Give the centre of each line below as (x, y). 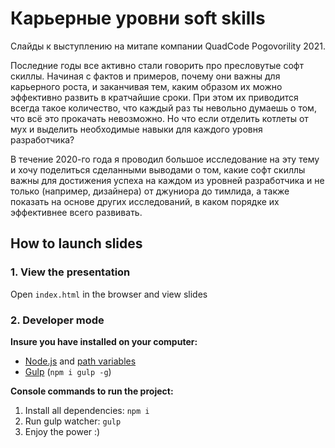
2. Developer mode (57, 320)
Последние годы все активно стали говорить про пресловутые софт (157, 65)
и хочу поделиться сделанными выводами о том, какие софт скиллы (158, 169)
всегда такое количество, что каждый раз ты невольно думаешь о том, (163, 108)
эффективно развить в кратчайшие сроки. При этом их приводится (154, 97)
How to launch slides (76, 243)
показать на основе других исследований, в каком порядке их (145, 201)
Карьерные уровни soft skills (138, 18)
